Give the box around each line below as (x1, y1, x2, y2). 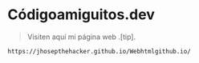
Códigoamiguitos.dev (7, 6, 156, 24)
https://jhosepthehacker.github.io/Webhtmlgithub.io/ (7, 47, 192, 55)
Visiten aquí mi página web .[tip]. (26, 32, 136, 41)
